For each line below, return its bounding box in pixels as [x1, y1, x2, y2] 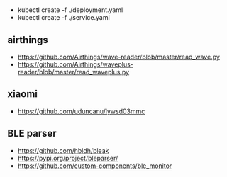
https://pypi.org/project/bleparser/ [17, 154, 118, 162]
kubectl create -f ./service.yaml [17, 13, 110, 22]
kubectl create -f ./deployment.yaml [17, 6, 123, 14]
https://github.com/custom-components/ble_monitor [17, 161, 172, 170]
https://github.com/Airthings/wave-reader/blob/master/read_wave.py [17, 52, 220, 61]
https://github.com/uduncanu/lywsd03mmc [17, 107, 145, 115]
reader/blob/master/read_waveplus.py [17, 68, 130, 76]
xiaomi [7, 88, 38, 101]
